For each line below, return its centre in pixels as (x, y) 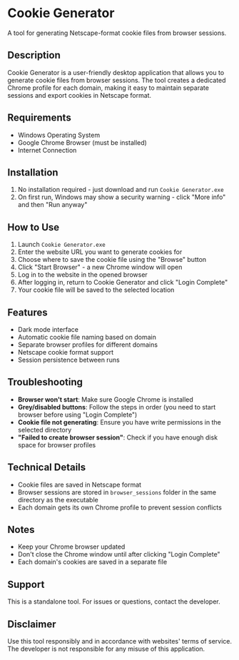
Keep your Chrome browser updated (71, 547)
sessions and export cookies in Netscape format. (80, 95)
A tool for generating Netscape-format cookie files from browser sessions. (117, 33)
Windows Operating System (59, 135)
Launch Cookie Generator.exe (61, 245)
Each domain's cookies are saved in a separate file (92, 562)
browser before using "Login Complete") (77, 415)
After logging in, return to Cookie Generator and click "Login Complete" (123, 283)
